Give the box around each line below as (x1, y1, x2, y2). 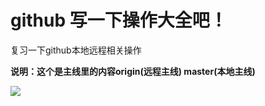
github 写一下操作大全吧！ (10, 9, 228, 32)
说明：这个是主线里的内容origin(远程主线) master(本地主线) (10, 65, 256, 77)
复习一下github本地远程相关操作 (10, 44, 142, 56)
